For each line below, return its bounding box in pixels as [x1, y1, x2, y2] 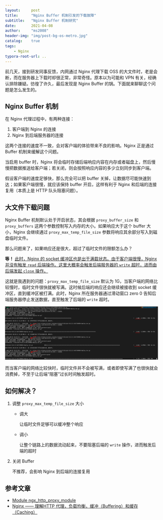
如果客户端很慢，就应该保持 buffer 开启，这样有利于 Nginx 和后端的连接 [13, 182, 157, 187]
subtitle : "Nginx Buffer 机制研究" [5, 18, 79, 23]
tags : [5, 44, 16, 49]
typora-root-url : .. [5, 54, 47, 59]
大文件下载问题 [5, 203, 50, 211]
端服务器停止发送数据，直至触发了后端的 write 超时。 [5, 297, 112, 302]
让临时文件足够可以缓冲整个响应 [19, 421, 83, 427]
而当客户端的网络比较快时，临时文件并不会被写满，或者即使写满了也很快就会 [5, 365, 158, 371]
